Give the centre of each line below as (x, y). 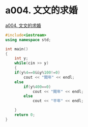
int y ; (21, 58)
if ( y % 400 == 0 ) (37, 87)
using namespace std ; (28, 40)
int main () (17, 49)
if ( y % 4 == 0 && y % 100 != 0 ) (37, 73)
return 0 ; (25, 115)
